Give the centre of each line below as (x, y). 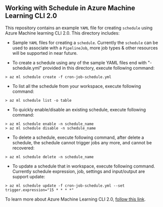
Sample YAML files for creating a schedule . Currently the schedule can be (85, 42)
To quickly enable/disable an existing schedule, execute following (79, 109)
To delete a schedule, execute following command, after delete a (78, 137)
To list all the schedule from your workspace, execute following (77, 86)
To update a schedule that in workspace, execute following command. (84, 166)
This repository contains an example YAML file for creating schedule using (79, 28)
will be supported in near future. (45, 53)
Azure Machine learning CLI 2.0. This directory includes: (62, 33)
